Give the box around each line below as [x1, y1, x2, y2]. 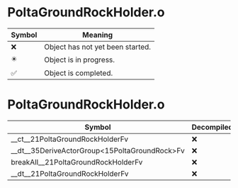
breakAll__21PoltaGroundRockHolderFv [11, 157, 143, 167]
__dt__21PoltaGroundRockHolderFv [11, 168, 129, 178]
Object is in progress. [43, 55, 115, 65]
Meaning [82, 30, 113, 40]
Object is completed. [43, 68, 113, 78]
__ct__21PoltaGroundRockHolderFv [11, 134, 129, 144]
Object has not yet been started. [43, 42, 151, 52]
